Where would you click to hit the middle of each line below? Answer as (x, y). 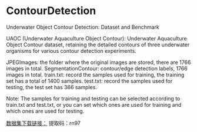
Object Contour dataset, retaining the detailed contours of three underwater (98, 45)
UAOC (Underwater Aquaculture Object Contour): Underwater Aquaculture (96, 38)
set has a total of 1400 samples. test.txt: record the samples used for (89, 81)
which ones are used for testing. (45, 111)
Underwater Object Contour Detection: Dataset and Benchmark (83, 27)
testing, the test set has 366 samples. (51, 87)
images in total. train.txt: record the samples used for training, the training (95, 75)
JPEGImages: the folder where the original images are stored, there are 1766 (98, 62)
